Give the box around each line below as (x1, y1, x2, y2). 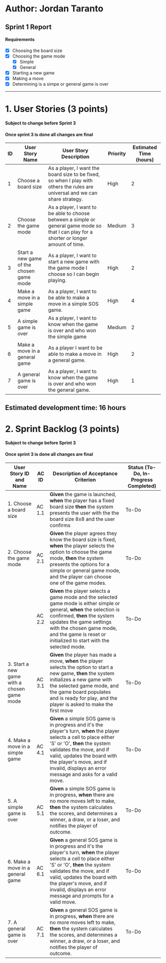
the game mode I (48, 265, 87, 272)
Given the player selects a (49, 587, 110, 594)
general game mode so (48, 223, 102, 229)
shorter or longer (48, 235, 87, 242)
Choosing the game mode (12, 53, 65, 59)
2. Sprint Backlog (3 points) (5, 423, 120, 434)
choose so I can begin (48, 271, 100, 278)
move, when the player (49, 657, 103, 664)
